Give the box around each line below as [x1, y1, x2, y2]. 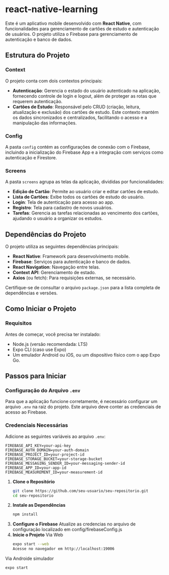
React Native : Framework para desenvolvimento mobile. [12, 253, 130, 259]
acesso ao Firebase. [5, 409, 47, 415]
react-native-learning [5, 4, 98, 15]
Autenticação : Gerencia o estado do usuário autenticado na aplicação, [12, 87, 160, 94]
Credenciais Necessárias [5, 422, 68, 429]
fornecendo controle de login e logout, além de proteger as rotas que [12, 93, 157, 99]
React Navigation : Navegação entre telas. [12, 264, 100, 270]
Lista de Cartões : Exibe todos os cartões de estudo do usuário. [12, 194, 145, 200]
